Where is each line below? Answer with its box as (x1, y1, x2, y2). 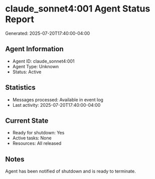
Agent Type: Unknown (12, 63, 59, 69)
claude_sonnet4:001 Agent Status (5, 3, 150, 15)
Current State (5, 116, 49, 125)
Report (5, 14, 34, 25)
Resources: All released (12, 140, 62, 146)
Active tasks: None (12, 135, 52, 141)
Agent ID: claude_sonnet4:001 (12, 58, 75, 64)
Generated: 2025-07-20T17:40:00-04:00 (5, 30, 90, 36)
